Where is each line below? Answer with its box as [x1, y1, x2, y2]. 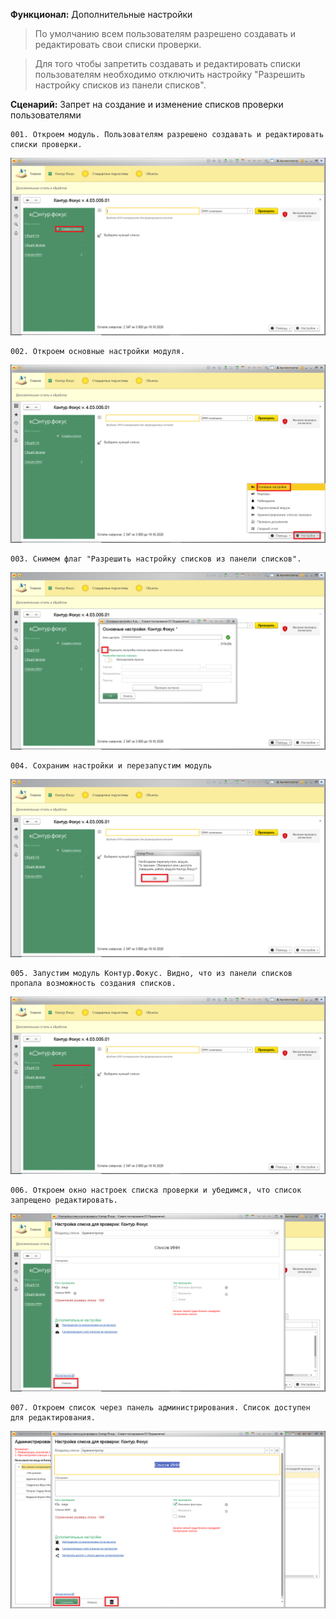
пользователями [10, 109, 82, 121]
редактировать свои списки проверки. [34, 39, 202, 50]
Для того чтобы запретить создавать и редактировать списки [34, 58, 302, 69]
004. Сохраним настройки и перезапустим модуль [10, 761, 213, 771]
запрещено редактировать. [10, 1195, 118, 1206]
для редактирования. [10, 1412, 97, 1423]
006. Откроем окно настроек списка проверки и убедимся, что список [10, 1185, 302, 1196]
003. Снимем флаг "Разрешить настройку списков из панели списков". [10, 554, 302, 564]
